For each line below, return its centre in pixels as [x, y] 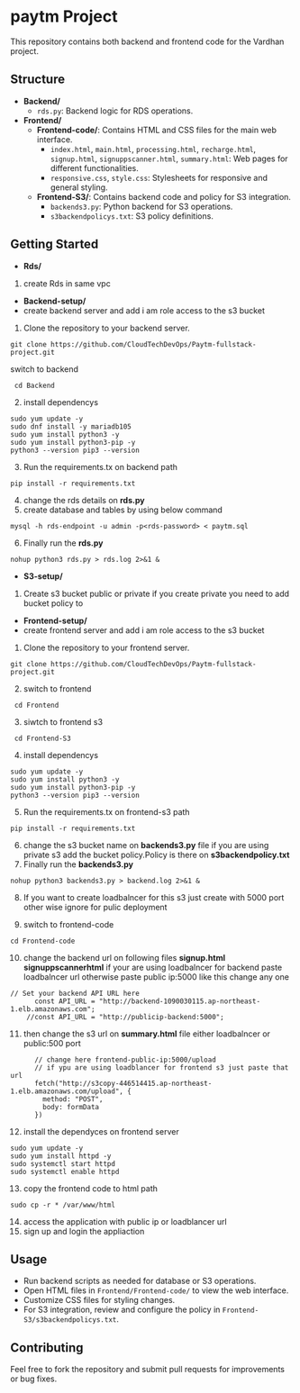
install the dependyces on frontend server [101, 1131]
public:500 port [52, 1043]
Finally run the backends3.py [78, 864]
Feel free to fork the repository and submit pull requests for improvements [147, 1370]
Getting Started [55, 244]
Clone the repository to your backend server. [106, 328]
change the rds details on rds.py [84, 500]
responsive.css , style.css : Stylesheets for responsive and [159, 177]
